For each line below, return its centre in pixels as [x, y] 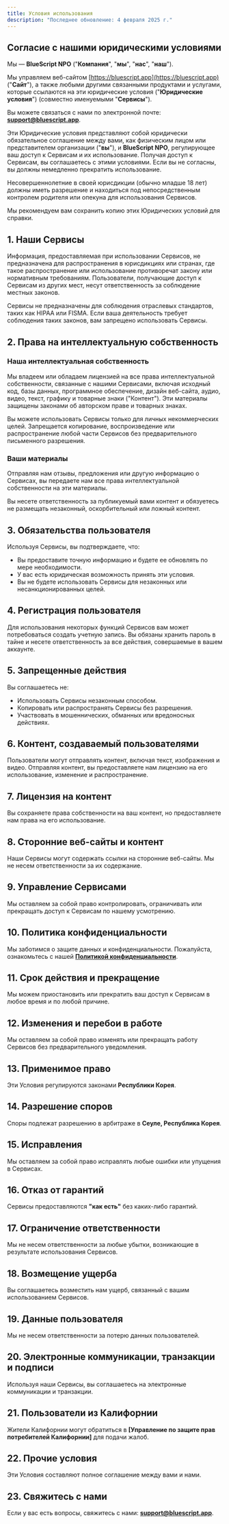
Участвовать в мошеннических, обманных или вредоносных [106, 715]
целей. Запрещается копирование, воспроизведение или [91, 426]
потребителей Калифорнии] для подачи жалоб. [78, 1437]
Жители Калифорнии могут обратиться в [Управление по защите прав [111, 1429]
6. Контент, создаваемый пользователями [103, 744]
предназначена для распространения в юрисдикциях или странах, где [111, 263]
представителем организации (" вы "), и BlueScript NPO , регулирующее [111, 147]
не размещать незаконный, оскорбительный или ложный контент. [104, 509]
